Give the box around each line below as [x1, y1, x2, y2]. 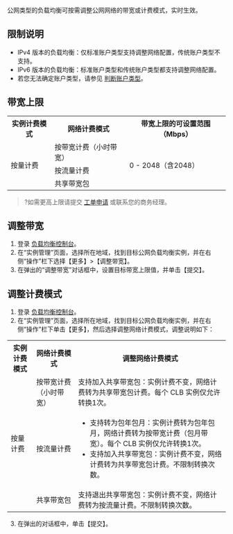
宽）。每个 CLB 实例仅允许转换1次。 [89, 439, 206, 449]
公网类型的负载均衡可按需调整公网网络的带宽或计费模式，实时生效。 [7, 6, 202, 14]
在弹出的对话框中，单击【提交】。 [17, 519, 112, 528]
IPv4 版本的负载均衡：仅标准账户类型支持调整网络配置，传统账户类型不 [17, 48, 221, 56]
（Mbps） [159, 129, 193, 139]
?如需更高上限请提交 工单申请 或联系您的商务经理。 [24, 197, 171, 206]
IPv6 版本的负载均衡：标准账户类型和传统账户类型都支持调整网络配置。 [17, 65, 221, 74]
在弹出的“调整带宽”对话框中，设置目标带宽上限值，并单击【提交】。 [17, 266, 209, 274]
